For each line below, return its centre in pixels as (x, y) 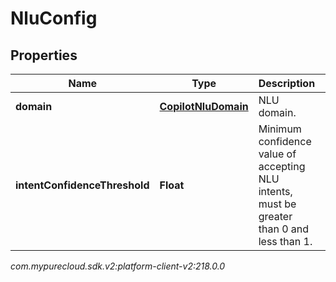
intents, (275, 191)
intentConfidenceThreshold (82, 185)
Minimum (280, 129)
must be (277, 204)
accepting (282, 166)
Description (287, 83)
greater (275, 216)
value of (277, 154)
